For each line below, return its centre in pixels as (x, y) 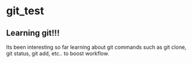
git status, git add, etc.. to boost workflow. (58, 53)
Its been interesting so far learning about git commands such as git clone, (96, 47)
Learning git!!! (33, 33)
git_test (25, 11)
